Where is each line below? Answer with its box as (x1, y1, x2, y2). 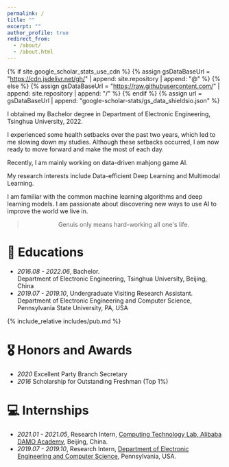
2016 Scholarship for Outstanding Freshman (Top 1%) (16, 377, 169, 385)
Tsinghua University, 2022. (7, 117, 84, 125)
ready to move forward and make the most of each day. (7, 145, 165, 153)
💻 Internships (7, 402, 89, 418)
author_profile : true (7, 29, 69, 36)
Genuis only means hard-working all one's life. (58, 220, 190, 228)
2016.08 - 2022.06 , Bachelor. (16, 267, 100, 275)
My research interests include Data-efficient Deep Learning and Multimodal (7, 171, 221, 180)
